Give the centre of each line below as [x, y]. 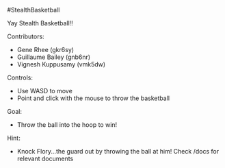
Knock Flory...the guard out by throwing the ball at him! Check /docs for [118, 151]
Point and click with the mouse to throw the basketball [93, 98]
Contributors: [26, 36]
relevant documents [45, 158]
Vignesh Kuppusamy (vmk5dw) [61, 64]
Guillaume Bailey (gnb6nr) [54, 57]
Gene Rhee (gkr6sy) [45, 50]
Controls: [20, 77]
